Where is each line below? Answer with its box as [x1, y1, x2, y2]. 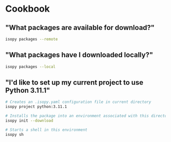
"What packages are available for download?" [5, 23, 155, 32]
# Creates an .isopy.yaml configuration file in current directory [5, 99, 152, 104]
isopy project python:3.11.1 [5, 104, 67, 110]
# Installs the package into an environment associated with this [5, 114, 149, 119]
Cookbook [5, 3, 50, 15]
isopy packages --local [5, 64, 56, 69]
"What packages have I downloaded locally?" [5, 51, 154, 59]
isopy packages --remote [5, 37, 58, 42]
